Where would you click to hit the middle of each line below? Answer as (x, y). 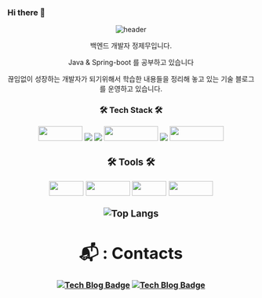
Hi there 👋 (27, 13)
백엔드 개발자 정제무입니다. (131, 45)
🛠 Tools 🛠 (131, 162)
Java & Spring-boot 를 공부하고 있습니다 (131, 63)
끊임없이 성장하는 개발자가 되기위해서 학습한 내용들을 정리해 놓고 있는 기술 (120, 79)
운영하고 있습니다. (135, 89)
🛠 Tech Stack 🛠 (131, 111)
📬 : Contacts (131, 253)
